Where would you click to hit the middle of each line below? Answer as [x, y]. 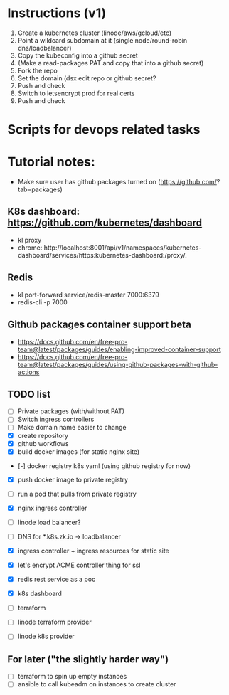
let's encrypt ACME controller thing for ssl [79, 565]
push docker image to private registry [73, 479]
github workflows [43, 443]
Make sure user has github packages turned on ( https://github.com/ [117, 182]
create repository [43, 435]
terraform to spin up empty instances [72, 677]
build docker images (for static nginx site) [79, 451]
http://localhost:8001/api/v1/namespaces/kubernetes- [123, 248]
